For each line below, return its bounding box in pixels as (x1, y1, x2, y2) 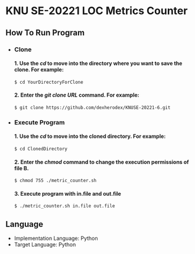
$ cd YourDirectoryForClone (14, 79, 83, 85)
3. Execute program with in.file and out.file (14, 190, 122, 197)
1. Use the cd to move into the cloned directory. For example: (14, 133, 166, 140)
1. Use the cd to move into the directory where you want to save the (14, 60, 183, 67)
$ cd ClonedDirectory (14, 146, 67, 152)
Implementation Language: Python (14, 235, 98, 242)
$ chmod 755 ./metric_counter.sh (14, 178, 97, 184)
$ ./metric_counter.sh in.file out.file (14, 203, 115, 209)
